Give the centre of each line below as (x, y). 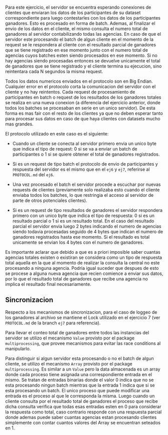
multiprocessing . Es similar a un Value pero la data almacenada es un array (83, 369)
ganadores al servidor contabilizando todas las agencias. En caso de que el (83, 34)
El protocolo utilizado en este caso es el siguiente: (57, 134)
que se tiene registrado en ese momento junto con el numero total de (76, 50)
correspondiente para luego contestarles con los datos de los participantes (83, 18)
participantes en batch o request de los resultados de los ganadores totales (83, 97)
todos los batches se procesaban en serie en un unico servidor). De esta (80, 108)
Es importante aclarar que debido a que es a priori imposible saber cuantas (83, 252)
